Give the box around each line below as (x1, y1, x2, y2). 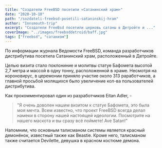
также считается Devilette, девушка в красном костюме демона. (5, 137, 140, 143)
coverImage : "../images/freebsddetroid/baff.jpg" (5, 30, 108, 35)
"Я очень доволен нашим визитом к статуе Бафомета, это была (17, 102, 150, 108)
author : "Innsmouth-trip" (5, 21, 57, 26)
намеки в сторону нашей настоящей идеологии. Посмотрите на (17, 112, 150, 118)
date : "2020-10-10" (5, 12, 45, 17)
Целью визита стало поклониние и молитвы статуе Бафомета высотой (5, 62, 152, 68)
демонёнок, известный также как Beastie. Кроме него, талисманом (5, 132, 146, 138)
